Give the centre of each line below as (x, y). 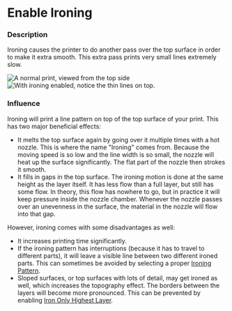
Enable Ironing (50, 13)
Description (28, 35)
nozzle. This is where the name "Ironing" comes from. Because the (114, 147)
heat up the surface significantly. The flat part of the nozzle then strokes (121, 162)
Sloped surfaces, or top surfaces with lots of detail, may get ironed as (117, 278)
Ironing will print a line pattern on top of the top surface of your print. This (113, 119)
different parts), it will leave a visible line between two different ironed (117, 255)
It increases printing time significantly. (72, 241)
